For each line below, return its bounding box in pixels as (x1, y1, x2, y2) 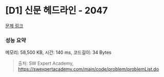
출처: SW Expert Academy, (17, 60, 74, 67)
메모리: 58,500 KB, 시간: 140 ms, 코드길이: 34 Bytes (5, 49, 112, 55)
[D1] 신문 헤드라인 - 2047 (5, 5, 108, 16)
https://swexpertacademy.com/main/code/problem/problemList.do (17, 66, 159, 72)
